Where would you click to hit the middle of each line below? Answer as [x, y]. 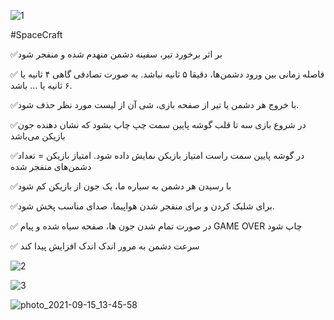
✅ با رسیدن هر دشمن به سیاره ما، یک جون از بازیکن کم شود [121, 186]
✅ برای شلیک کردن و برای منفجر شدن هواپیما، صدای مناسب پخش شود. [142, 206]
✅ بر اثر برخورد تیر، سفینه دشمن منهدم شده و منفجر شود [116, 54]
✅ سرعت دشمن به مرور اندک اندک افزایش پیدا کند [105, 246]
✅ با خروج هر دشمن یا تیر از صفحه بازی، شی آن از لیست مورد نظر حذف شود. [155, 104]
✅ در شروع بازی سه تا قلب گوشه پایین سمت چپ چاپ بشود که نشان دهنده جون [158, 124]
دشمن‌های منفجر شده [51, 166]
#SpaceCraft [36, 34]
